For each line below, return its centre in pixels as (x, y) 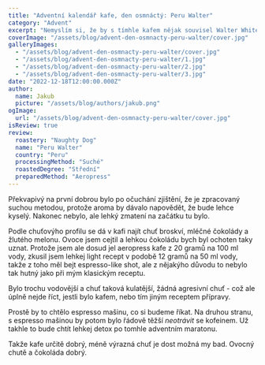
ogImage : (22, 111)
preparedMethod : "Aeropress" (63, 177)
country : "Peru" (42, 155)
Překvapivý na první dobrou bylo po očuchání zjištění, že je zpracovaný (124, 199)
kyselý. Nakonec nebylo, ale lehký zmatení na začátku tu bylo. (109, 216)
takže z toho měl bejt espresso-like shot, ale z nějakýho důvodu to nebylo (128, 264)
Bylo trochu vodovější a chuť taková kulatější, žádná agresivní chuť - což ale (132, 288)
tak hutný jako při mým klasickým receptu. (77, 273)
